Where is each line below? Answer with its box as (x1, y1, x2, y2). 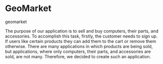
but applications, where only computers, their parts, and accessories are (5, 49, 151, 54)
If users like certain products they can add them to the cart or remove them (5, 38, 156, 44)
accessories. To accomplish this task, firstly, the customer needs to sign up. (5, 33, 158, 39)
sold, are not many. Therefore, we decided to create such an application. (5, 53, 151, 59)
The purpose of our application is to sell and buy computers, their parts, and (5, 28, 159, 34)
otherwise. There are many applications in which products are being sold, (5, 43, 153, 49)
